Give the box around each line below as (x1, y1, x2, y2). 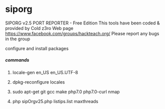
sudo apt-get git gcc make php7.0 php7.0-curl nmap (12, 89, 120, 95)
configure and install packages (5, 45, 69, 51)
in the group (5, 36, 30, 42)
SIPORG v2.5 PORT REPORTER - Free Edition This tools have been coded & (5, 20, 160, 26)
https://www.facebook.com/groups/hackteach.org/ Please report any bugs (5, 30, 159, 36)
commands (5, 57, 29, 63)
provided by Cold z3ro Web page (5, 25, 73, 31)
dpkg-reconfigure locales (12, 79, 65, 85)
